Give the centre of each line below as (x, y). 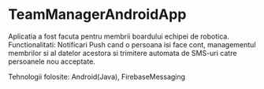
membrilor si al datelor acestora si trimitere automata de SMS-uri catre (123, 53)
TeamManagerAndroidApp (97, 15)
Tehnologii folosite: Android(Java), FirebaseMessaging (97, 76)
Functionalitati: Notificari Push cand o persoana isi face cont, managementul (132, 44)
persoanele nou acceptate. (52, 61)
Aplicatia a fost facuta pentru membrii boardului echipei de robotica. (119, 36)
